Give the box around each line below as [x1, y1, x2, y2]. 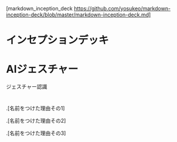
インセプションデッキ [6, 33, 110, 47]
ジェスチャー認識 [6, 83, 47, 90]
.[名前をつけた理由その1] [6, 105, 65, 112]
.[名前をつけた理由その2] [6, 117, 66, 124]
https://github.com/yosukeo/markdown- [74, 5, 171, 12]
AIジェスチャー [6, 63, 79, 76]
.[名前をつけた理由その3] [6, 130, 66, 137]
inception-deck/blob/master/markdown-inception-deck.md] [6, 11, 151, 18]
